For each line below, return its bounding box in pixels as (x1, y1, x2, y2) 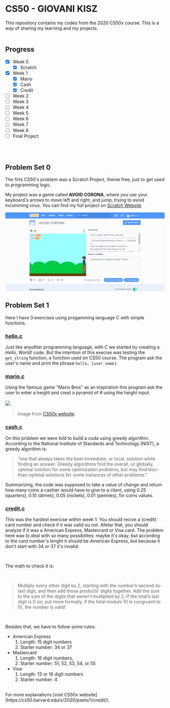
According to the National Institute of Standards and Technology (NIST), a (5, 440, 159, 446)
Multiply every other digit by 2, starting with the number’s (17, 582, 138, 589)
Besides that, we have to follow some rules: (5, 623, 96, 630)
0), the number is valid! (17, 604, 66, 610)
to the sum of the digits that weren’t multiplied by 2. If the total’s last (17, 593, 159, 599)
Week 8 (12, 127, 29, 133)
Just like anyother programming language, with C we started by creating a (5, 344, 160, 350)
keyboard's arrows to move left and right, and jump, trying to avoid (5, 197, 144, 203)
